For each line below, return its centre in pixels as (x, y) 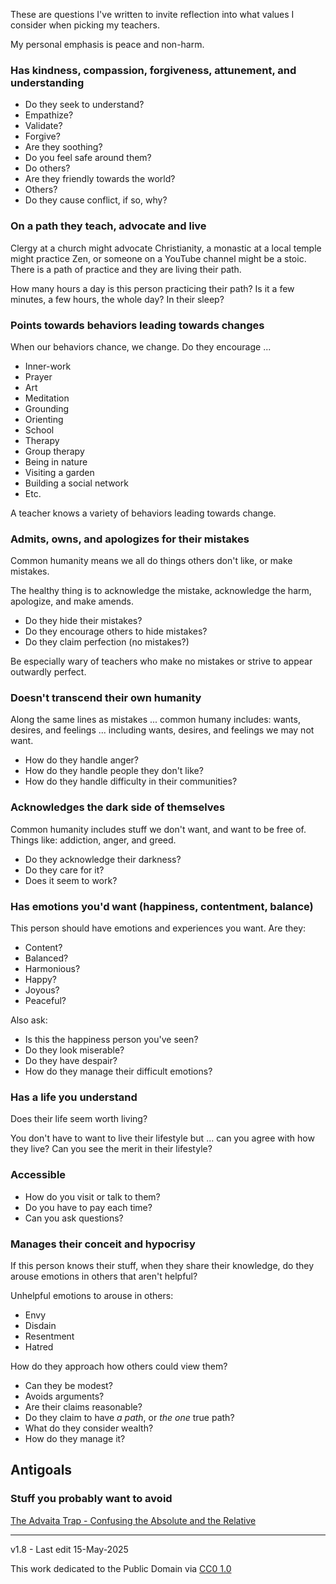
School (39, 430)
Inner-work (48, 366)
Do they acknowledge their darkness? (103, 859)
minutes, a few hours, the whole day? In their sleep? (117, 299)
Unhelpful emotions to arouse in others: (92, 1295)
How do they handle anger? (81, 760)
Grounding (47, 408)
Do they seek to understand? (84, 105)
